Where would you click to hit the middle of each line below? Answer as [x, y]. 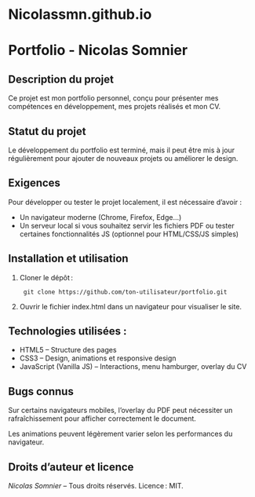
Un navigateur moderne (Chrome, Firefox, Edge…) [100, 217]
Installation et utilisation [68, 259]
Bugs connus [41, 391]
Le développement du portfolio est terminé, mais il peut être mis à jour [122, 150]
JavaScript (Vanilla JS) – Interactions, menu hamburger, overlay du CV [133, 367]
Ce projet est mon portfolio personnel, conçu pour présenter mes [113, 98]
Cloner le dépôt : [46, 277]
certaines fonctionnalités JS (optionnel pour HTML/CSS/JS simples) [129, 234]
